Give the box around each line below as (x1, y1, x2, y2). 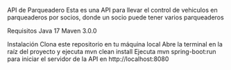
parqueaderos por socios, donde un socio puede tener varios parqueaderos (7, 13, 224, 21)
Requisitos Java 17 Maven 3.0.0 (7, 27, 97, 35)
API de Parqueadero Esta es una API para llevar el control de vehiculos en (7, 6, 218, 14)
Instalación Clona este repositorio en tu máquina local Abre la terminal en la (7, 40, 223, 48)
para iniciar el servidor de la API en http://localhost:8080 (7, 55, 169, 63)
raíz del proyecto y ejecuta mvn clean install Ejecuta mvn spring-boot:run (7, 48, 216, 55)
